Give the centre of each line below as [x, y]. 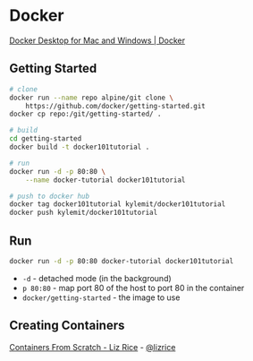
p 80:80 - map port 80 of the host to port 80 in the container [133, 288]
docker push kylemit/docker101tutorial [84, 213]
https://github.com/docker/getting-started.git [115, 106]
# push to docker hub [50, 196]
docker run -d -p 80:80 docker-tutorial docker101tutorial [122, 261]
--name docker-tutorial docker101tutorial [105, 180]
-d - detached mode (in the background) [97, 278]
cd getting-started [46, 139]
